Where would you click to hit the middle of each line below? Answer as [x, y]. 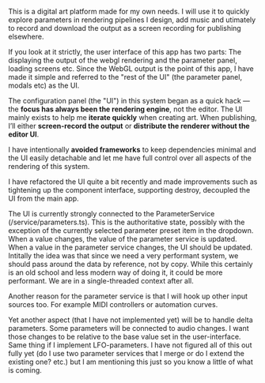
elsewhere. [26, 36]
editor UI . [24, 134]
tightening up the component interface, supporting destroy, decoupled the [129, 190]
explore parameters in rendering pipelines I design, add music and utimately [132, 20]
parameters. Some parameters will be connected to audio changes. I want [129, 328]
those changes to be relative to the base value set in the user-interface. [125, 336]
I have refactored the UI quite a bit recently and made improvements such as [133, 182]
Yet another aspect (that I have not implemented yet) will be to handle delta [131, 320]
